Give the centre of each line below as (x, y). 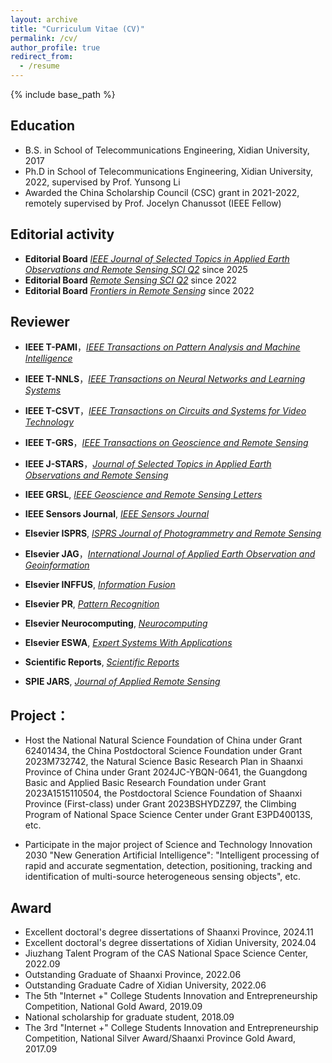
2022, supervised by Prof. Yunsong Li (102, 182)
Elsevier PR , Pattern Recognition (92, 604)
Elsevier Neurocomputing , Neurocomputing (116, 623)
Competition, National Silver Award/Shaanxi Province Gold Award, (160, 1038)
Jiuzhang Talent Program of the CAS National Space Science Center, (166, 953)
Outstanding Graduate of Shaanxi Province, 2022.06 (133, 975)
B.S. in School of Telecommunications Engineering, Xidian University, (167, 150)
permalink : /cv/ (44, 38)
